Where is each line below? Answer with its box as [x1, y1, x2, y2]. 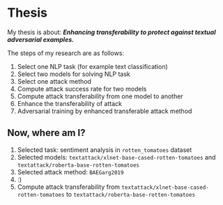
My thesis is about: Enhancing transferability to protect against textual [7, 28, 216, 36]
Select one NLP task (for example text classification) [17, 62, 169, 70]
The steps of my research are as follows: [7, 49, 124, 57]
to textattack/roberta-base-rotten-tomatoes [66, 190, 196, 198]
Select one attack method [17, 77, 92, 85]
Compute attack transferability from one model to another [17, 92, 183, 100]
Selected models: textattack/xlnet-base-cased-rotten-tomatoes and [17, 153, 216, 161]
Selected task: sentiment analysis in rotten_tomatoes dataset [17, 145, 192, 154]
